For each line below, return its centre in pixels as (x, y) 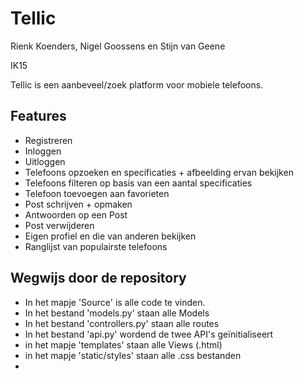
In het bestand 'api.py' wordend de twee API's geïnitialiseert (149, 334)
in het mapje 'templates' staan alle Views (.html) (123, 344)
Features (38, 116)
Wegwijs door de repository (98, 278)
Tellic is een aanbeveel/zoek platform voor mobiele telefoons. (137, 84)
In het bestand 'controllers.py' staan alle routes (122, 323)
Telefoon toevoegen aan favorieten (97, 193)
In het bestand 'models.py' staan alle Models (117, 313)
